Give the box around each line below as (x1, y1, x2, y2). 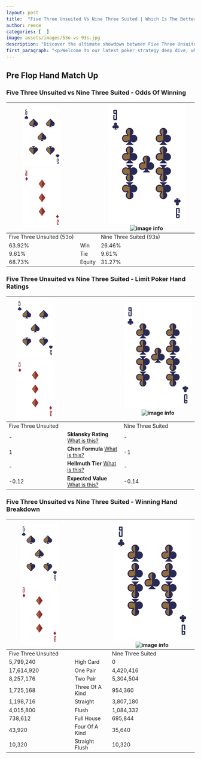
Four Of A (74, 723, 99, 730)
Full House (74, 715, 101, 722)
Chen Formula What (66, 445, 118, 452)
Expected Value (66, 474, 108, 482)
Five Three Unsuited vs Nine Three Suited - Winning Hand (6, 498, 178, 506)
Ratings (6, 282, 29, 291)
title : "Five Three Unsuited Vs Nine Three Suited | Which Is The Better (6, 16, 197, 22)
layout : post (6, 10, 39, 16)
